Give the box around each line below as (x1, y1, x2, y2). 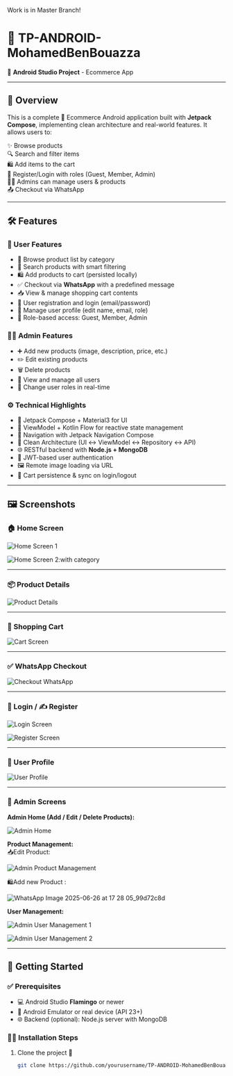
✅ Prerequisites (7, 981, 61, 991)
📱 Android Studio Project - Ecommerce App (7, 67, 134, 76)
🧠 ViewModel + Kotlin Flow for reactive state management (17, 423, 184, 432)
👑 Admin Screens (7, 797, 67, 807)
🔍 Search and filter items (7, 149, 80, 158)
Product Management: (7, 840, 74, 848)
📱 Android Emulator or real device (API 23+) (17, 1008, 143, 1016)
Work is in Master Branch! (7, 6, 81, 14)
